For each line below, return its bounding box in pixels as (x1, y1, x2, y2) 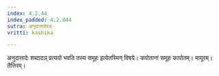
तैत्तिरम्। (7, 62, 26, 70)
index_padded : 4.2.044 (7, 16, 72, 23)
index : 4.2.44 (7, 10, 48, 17)
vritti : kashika (7, 29, 53, 36)
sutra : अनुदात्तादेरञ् (7, 23, 52, 29)
